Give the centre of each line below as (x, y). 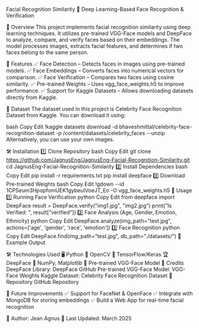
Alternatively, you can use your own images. (60, 139)
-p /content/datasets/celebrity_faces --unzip (110, 133)
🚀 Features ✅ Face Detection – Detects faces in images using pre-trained (96, 64)
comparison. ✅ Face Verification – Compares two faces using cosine (90, 77)
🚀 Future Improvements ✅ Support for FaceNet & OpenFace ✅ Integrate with (99, 293)
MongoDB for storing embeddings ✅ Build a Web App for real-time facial (95, 300)
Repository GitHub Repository (42, 282)
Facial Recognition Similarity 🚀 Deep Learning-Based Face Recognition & (95, 9)
